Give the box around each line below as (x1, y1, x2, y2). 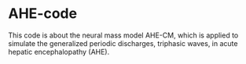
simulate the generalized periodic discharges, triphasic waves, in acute (8, 38, 238, 48)
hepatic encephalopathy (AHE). (8, 47, 110, 56)
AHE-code (8, 5, 77, 23)
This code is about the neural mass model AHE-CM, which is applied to (8, 30, 239, 40)
